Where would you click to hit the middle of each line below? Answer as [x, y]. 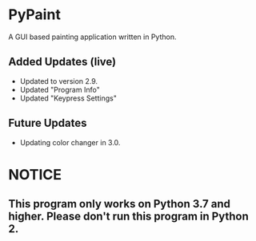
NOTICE [35, 174]
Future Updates [48, 123]
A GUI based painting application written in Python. [92, 37]
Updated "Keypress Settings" [68, 98]
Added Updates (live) [62, 62]
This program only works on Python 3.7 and [119, 204]
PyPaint [35, 15]
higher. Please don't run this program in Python [129, 217]
